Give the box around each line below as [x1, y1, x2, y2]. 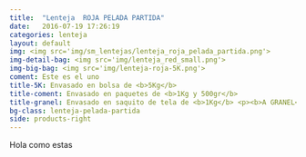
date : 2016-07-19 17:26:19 [9, 22, 120, 31]
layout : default [9, 38, 71, 48]
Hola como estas [9, 140, 73, 151]
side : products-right [9, 114, 92, 123]
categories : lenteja [9, 30, 88, 39]
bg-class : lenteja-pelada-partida [9, 106, 141, 115]
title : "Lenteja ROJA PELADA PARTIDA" [9, 13, 166, 23]
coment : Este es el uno [9, 73, 100, 82]
